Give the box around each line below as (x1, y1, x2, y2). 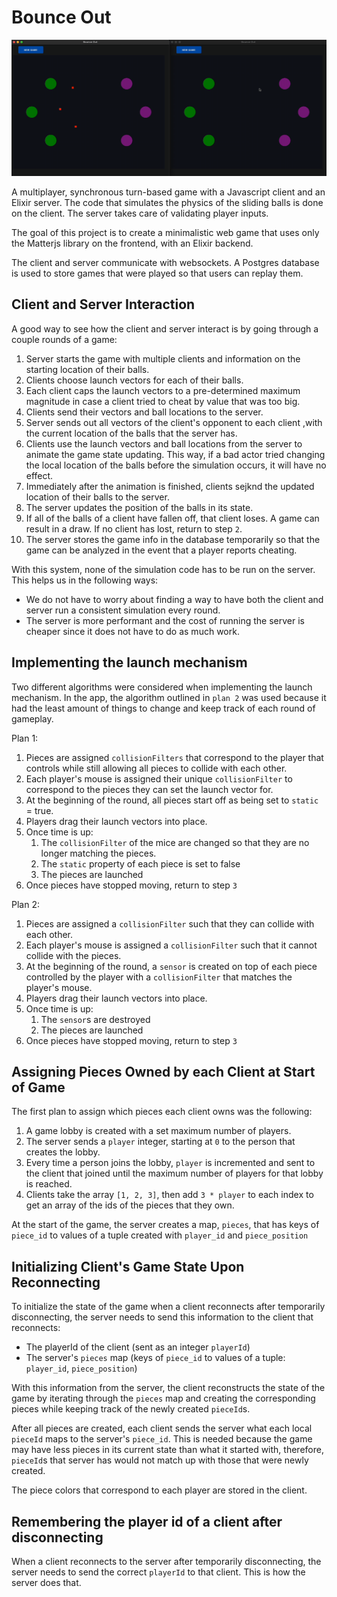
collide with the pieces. (25, 949, 122, 961)
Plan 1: (11, 732, 39, 744)
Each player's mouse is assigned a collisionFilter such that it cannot (25, 939, 318, 951)
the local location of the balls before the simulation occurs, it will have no (25, 459, 327, 471)
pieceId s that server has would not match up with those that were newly (11, 1454, 309, 1466)
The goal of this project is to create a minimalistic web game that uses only (11, 226, 320, 238)
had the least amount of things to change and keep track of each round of (11, 702, 316, 714)
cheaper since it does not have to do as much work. (25, 625, 240, 637)
